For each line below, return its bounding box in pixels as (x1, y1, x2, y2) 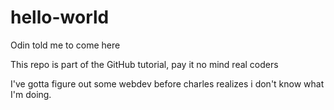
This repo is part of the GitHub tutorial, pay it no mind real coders (10, 58, 279, 70)
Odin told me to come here (10, 39, 121, 51)
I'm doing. (10, 88, 52, 100)
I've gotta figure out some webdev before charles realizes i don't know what (10, 77, 325, 90)
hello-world (10, 6, 110, 29)
